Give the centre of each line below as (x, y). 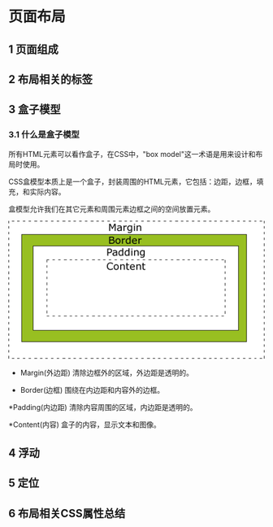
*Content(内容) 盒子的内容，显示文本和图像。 (84, 425)
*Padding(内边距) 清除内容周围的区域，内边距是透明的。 (103, 407)
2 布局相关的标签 (51, 79)
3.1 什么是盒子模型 (44, 135)
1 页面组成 (34, 49)
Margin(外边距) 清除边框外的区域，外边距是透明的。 (106, 373)
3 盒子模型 (35, 109)
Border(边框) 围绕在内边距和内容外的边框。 (92, 390)
